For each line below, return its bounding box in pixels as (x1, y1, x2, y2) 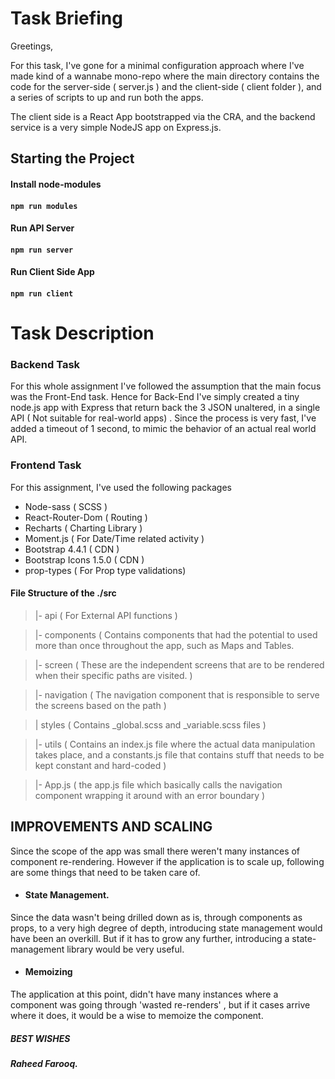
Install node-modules (10, 178, 102, 190)
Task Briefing (10, 7, 123, 30)
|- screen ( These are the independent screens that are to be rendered (34, 658, 325, 671)
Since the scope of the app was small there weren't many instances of (10, 845, 301, 857)
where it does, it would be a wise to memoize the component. (10, 1010, 264, 1022)
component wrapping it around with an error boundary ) (34, 789, 266, 801)
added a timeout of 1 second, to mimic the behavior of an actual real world (10, 423, 317, 435)
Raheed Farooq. (10, 1058, 78, 1070)
